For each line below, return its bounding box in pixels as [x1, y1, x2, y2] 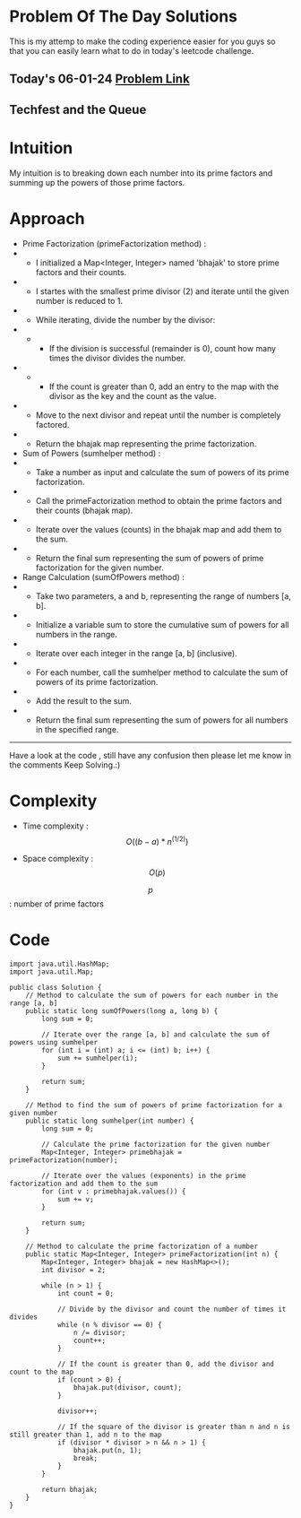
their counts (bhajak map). [35, 505, 133, 516]
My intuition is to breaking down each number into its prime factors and [9, 168, 273, 178]
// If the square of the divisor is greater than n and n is [56, 1423, 291, 1432]
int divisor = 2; [41, 1266, 106, 1275]
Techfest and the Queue [9, 101, 147, 117]
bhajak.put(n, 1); [73, 1446, 142, 1455]
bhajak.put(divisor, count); [73, 1384, 182, 1392]
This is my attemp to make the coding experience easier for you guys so [9, 36, 276, 47]
